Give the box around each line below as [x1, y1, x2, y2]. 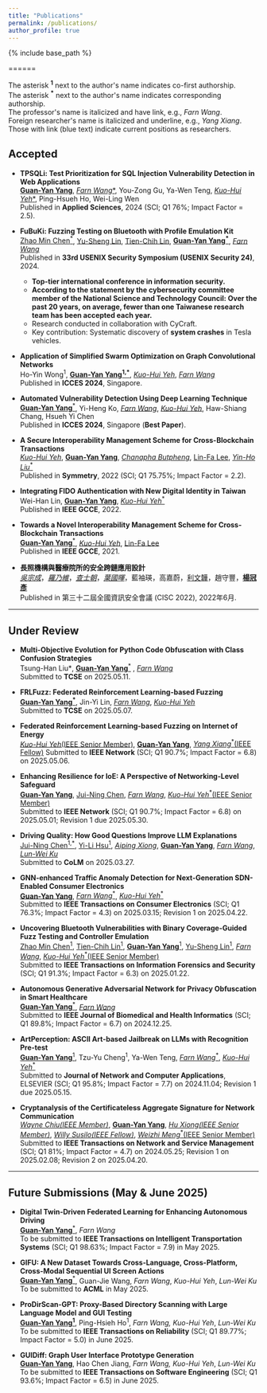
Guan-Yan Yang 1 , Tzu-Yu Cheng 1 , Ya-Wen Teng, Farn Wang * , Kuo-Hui [19, 1051, 250, 1062]
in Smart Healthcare [19, 992, 88, 1002]
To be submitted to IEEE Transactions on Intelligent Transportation [19, 1234, 242, 1243]
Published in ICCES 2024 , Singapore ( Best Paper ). [19, 420, 187, 430]
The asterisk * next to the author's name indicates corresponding [8, 89, 222, 100]
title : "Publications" [8, 11, 83, 20]
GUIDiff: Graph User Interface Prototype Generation [19, 1350, 195, 1360]
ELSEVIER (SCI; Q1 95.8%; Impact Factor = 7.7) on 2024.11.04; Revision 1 [19, 1079, 257, 1089]
